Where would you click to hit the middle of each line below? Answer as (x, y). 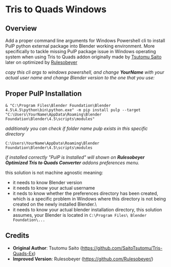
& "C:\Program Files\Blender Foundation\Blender (58, 105)
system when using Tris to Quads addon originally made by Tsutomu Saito (83, 57)
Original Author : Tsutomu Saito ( (47, 248)
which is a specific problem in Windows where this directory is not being (89, 198)
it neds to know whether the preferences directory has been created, (85, 193)
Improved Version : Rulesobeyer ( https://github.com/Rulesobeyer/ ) (83, 259)
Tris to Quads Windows (56, 9)
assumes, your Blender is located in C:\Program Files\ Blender (80, 215)
